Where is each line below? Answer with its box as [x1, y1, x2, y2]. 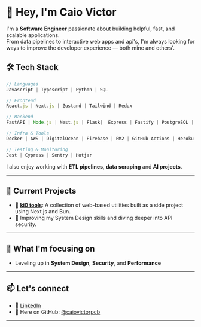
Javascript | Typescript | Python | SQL [6, 87, 109, 93]
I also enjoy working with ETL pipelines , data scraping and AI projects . [6, 163, 182, 170]
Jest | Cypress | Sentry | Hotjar [6, 152, 93, 158]
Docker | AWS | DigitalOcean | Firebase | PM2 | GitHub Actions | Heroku [6, 136, 194, 142]
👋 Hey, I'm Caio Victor [6, 5, 117, 19]
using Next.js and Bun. [14, 208, 71, 215]
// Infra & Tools [6, 130, 50, 136]
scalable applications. [6, 31, 60, 38]
